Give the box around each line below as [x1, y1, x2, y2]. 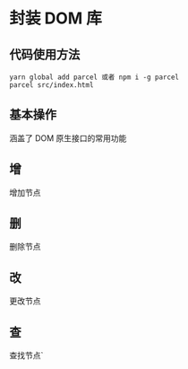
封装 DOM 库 [9, 8, 103, 29]
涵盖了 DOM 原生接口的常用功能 [9, 132, 127, 144]
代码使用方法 [9, 47, 81, 62]
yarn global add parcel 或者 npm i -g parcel [9, 73, 179, 82]
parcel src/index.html [9, 81, 94, 90]
